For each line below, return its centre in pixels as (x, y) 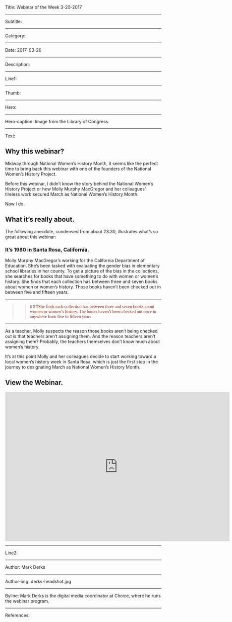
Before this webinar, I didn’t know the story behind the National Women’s (79, 183)
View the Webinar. (34, 383)
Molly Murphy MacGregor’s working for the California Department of (75, 260)
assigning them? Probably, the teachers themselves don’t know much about (83, 341)
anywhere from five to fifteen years (60, 316)
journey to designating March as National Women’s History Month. (73, 367)
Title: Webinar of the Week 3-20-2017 (44, 7)
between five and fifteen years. (37, 292)
